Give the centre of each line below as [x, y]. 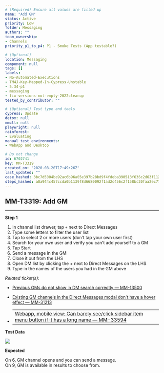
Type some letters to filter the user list [50, 232]
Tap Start [21, 248]
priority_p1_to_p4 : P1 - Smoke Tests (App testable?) [61, 46]
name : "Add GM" [20, 14]
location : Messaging [26, 59]
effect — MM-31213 [32, 302]
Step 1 [11, 218]
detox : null [17, 118]
